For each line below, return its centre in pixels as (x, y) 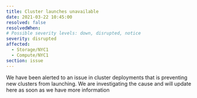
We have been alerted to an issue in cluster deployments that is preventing (97, 77)
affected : (18, 45)
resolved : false (26, 22)
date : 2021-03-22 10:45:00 (39, 17)
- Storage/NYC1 (30, 50)
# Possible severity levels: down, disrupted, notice (74, 33)
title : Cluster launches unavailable (52, 11)
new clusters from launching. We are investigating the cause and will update (99, 83)
